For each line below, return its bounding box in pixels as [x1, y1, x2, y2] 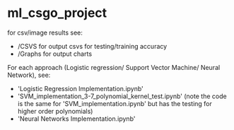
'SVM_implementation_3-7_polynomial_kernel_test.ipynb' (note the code [17, 92, 228, 100]
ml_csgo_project [7, 5, 107, 21]
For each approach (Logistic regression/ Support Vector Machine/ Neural [7, 63, 221, 71]
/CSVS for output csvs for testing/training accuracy [17, 42, 168, 50]
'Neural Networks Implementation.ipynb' [17, 114, 136, 123]
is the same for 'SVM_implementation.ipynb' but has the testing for [17, 99, 212, 107]
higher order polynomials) [17, 107, 93, 115]
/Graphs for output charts [17, 49, 93, 58]
